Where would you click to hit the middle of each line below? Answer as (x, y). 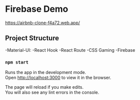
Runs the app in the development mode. (46, 72)
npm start (17, 62)
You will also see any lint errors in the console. (52, 93)
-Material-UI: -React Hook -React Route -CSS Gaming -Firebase (70, 50)
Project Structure (32, 38)
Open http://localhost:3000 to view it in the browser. (58, 78)
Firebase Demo (37, 9)
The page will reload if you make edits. (44, 87)
